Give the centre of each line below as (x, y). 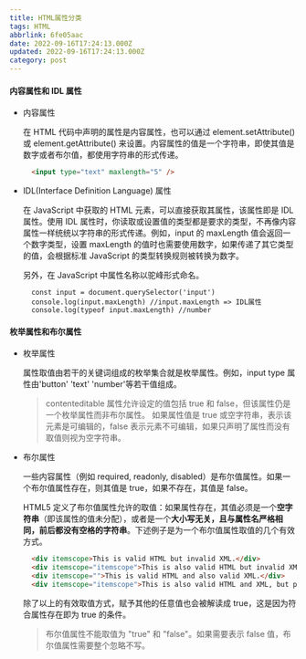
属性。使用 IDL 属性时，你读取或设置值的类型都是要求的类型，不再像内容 (159, 222)
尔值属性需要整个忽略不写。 (98, 645)
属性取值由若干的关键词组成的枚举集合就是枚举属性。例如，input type (154, 373)
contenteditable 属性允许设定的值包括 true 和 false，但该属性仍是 (168, 403)
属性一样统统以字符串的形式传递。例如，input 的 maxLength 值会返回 (153, 233)
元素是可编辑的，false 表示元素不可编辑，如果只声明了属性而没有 (168, 426)
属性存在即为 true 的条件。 (80, 614)
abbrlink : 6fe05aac (47, 35)
